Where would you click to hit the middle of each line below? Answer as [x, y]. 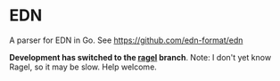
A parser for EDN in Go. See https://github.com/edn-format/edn [126, 40]
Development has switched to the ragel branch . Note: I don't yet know [140, 57]
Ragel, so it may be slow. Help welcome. [83, 67]
